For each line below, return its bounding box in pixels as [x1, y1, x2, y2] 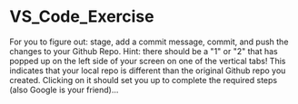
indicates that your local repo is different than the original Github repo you [9, 65, 286, 76]
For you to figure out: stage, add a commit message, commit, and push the [9, 36, 289, 47]
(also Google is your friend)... [9, 84, 119, 95]
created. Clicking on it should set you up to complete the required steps [9, 74, 278, 85]
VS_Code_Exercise [9, 6, 154, 27]
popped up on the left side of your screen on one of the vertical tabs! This [9, 55, 286, 66]
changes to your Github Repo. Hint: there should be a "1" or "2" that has [9, 45, 279, 56]
